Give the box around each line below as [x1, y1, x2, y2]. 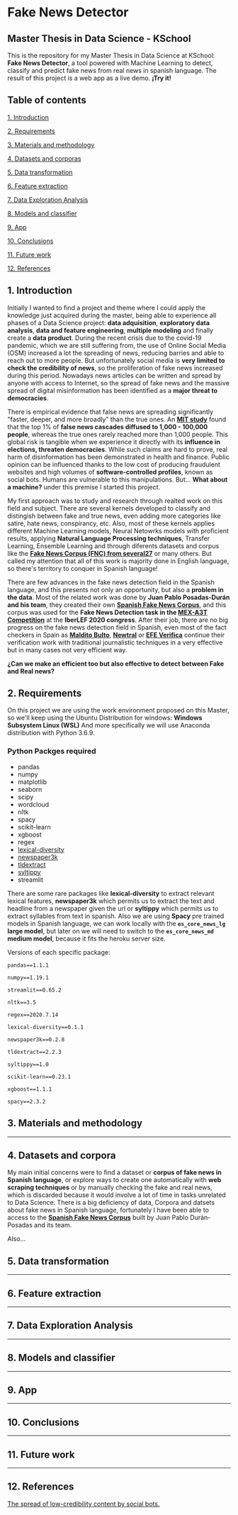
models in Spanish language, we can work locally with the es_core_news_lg [7, 919, 226, 928]
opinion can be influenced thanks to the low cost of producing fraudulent [7, 460, 221, 468]
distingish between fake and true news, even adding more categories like [7, 511, 221, 520]
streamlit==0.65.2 [7, 986, 62, 994]
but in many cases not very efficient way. [7, 645, 127, 654]
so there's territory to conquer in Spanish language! [7, 564, 158, 572]
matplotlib [17, 777, 47, 786]
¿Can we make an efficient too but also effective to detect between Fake [7, 659, 225, 668]
